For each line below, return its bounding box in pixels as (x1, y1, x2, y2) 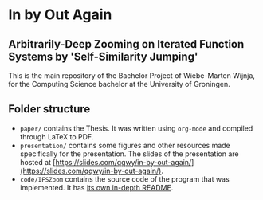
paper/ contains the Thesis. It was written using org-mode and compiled (19, 124, 253, 133)
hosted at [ (19, 157, 56, 167)
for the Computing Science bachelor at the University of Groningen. (8, 80, 230, 88)
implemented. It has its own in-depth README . (19, 182, 174, 192)
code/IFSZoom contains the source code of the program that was (19, 174, 230, 184)
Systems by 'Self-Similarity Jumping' (8, 49, 198, 63)
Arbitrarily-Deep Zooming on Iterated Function (8, 37, 245, 51)
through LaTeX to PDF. (19, 131, 94, 141)
